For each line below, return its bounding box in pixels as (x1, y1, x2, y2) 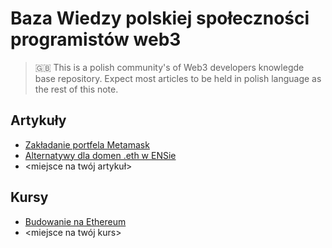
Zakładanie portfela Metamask (24, 138, 150, 151)
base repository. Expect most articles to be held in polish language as (34, 72, 322, 84)
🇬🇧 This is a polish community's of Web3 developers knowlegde (34, 61, 305, 73)
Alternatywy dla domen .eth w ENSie (24, 149, 177, 161)
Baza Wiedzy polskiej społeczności (10, 7, 310, 30)
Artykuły (10, 112, 67, 129)
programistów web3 (10, 28, 182, 51)
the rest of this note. (34, 83, 119, 95)
